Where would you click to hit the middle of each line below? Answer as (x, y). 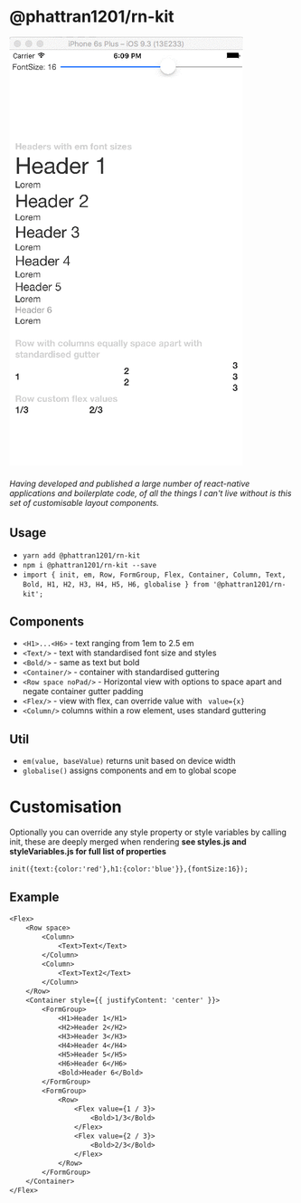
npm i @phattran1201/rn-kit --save (89, 565)
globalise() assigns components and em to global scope (129, 770)
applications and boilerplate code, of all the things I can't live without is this (150, 493)
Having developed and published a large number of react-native (130, 483)
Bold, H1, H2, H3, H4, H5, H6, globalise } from (116, 584)
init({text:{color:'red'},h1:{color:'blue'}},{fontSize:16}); (129, 869)
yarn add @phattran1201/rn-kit (81, 555)
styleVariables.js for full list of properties (88, 852)
